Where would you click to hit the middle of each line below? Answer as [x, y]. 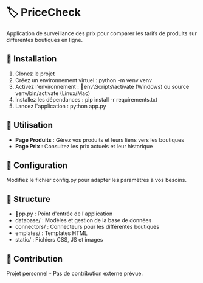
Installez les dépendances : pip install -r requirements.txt [86, 99]
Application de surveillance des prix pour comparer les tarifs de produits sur [102, 33]
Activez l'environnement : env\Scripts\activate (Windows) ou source [102, 86]
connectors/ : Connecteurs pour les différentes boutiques [87, 227]
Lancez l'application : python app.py [60, 106]
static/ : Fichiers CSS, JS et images [59, 240]
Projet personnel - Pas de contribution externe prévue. [74, 273]
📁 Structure [28, 199]
